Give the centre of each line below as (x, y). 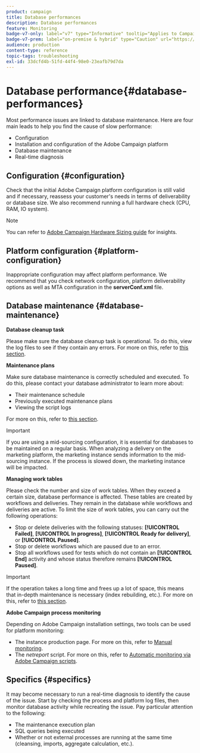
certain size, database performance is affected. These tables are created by (99, 497)
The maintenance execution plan (55, 724)
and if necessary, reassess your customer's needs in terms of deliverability (98, 197)
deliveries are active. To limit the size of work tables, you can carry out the (98, 509)
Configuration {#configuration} (65, 175)
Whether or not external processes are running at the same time (93, 737)
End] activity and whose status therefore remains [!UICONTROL (93, 559)
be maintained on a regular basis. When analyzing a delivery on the (89, 448)
